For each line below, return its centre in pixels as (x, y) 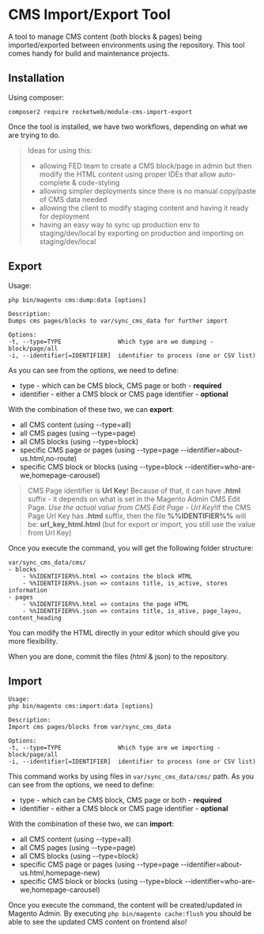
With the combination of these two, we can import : (91, 824)
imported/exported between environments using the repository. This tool (126, 44)
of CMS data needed (73, 199)
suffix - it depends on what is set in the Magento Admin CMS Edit (134, 499)
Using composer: (36, 97)
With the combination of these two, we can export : (91, 409)
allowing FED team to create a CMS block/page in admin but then (145, 166)
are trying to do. (34, 135)
